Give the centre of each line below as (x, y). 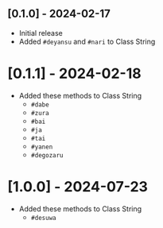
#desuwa (43, 218)
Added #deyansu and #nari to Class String (87, 41)
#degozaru (47, 155)
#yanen (42, 147)
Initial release (41, 33)
